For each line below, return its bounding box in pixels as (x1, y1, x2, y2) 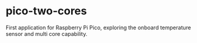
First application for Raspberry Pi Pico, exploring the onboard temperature (5, 24, 192, 31)
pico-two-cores (5, 4, 88, 18)
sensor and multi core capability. (5, 30, 88, 37)
